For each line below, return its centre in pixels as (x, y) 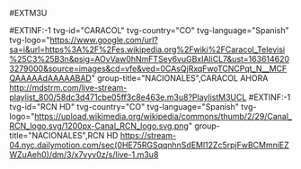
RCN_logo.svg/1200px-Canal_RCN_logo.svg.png (99, 126)
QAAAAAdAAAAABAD (50, 78)
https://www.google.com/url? (104, 40)
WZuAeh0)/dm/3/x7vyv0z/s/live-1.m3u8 (84, 155)
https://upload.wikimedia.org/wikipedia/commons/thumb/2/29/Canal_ (164, 116)
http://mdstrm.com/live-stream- (68, 88)
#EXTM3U (28, 13)
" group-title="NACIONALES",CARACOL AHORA (180, 78)
